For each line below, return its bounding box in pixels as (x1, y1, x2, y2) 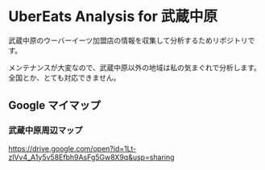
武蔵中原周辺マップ (8, 125, 83, 136)
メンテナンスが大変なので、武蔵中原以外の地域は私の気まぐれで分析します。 (8, 62, 262, 73)
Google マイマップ (8, 98, 101, 113)
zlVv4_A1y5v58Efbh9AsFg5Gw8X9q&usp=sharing (8, 152, 175, 162)
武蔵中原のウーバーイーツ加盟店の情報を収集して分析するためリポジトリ (8, 35, 248, 45)
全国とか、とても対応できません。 (8, 73, 121, 82)
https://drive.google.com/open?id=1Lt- (8, 143, 137, 153)
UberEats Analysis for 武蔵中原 (8, 7, 217, 26)
